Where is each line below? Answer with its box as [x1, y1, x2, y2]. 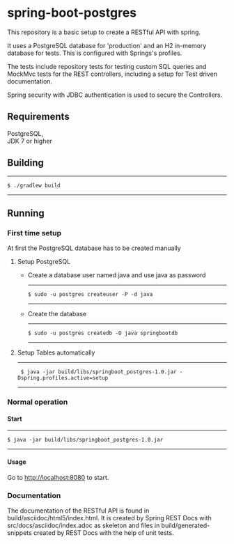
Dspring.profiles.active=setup [17, 375, 109, 382]
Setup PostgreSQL [17, 258, 71, 266]
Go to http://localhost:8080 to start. [7, 473, 109, 481]
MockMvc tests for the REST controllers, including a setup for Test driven [7, 70, 218, 78]
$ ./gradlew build [7, 182, 61, 189]
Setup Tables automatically [17, 348, 95, 357]
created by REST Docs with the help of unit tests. [33, 528, 174, 537]
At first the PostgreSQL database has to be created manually [7, 244, 181, 252]
